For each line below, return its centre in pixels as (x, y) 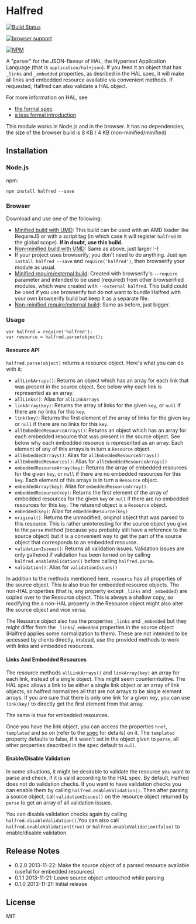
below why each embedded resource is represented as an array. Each (99, 443)
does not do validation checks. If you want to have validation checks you (94, 784)
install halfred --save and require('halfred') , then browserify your (100, 261)
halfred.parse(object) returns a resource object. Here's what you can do (95, 363)
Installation (27, 151)
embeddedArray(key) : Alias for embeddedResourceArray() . (81, 486)
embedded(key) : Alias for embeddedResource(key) (71, 512)
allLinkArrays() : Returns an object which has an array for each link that (102, 381)
